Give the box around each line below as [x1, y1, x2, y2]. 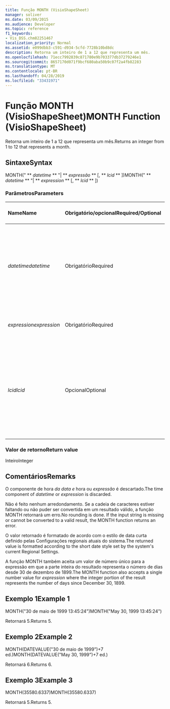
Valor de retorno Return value [5, 446, 78, 453]
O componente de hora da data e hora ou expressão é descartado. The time [5, 485, 163, 492]
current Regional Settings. [5, 548, 60, 554]
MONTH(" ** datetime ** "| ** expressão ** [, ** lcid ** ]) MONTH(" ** [5, 172, 151, 178]
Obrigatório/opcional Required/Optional [65, 209, 161, 216]
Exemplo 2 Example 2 [5, 632, 73, 642]
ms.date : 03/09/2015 [5, 17, 49, 22]
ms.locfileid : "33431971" [5, 78, 60, 83]
